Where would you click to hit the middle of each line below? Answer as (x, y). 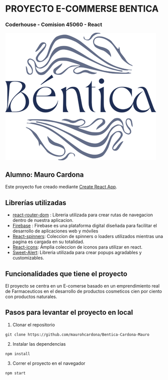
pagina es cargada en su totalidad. (48, 242)
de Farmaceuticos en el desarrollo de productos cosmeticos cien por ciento (84, 291)
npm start (16, 373)
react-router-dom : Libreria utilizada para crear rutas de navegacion (83, 215)
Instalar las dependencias (39, 344)
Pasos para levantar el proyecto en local (69, 313)
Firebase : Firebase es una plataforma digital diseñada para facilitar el (85, 226)
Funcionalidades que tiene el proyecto (66, 274)
